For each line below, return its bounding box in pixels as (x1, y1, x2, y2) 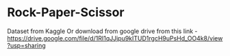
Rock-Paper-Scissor (7, 5, 125, 20)
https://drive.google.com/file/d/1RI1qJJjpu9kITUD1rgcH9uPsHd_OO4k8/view (7, 34, 223, 42)
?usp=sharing (7, 41, 46, 49)
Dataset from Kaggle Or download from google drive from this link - (7, 27, 198, 35)
